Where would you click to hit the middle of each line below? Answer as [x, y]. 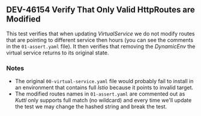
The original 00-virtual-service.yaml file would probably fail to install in [104, 81]
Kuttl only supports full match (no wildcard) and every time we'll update [103, 100]
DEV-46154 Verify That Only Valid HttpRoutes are [100, 10]
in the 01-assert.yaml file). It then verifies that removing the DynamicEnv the [101, 46]
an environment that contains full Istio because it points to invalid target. [104, 88]
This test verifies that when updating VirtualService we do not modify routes [100, 33]
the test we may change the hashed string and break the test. [91, 106]
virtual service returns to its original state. [58, 53]
